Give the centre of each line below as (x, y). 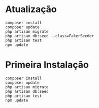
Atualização (31, 9)
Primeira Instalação (47, 65)
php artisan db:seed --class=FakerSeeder (50, 36)
